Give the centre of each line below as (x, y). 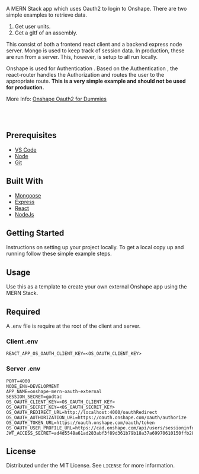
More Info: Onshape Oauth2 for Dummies (56, 99)
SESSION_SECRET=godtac (34, 397)
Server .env (23, 369)
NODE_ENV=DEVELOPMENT (33, 386)
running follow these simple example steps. (59, 254)
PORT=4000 (18, 381)
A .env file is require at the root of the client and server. (73, 326)
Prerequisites (31, 135)
